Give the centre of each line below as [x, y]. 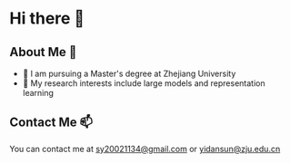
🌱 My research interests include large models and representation [144, 83]
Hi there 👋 [47, 19]
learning [38, 93]
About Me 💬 [43, 52]
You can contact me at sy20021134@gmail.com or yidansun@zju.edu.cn [145, 149]
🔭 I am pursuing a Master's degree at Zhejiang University [129, 73]
